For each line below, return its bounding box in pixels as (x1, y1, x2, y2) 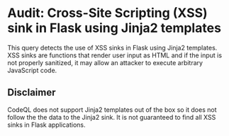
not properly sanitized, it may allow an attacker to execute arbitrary (7, 58, 203, 67)
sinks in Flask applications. (7, 120, 86, 129)
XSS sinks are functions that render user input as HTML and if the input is (7, 51, 222, 59)
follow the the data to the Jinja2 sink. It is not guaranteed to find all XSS (7, 113, 216, 121)
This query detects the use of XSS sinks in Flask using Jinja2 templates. (7, 43, 218, 52)
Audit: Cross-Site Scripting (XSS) (7, 5, 208, 21)
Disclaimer (7, 86, 56, 98)
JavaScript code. (7, 66, 57, 74)
